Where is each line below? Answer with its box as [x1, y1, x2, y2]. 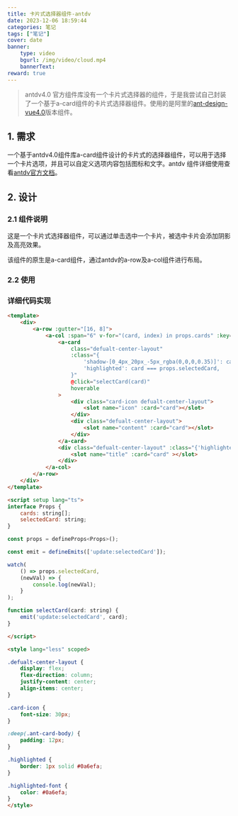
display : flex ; [20, 665, 65, 672]
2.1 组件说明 [7, 214, 48, 224]
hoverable [70, 384, 100, 392]
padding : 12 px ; [20, 737, 65, 744]
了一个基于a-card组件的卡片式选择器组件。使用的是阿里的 [24, 99, 193, 107]
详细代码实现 [7, 296, 52, 306]
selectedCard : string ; [20, 516, 87, 523]
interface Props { [7, 503, 62, 510]
